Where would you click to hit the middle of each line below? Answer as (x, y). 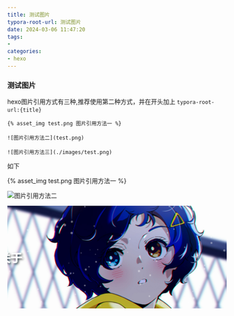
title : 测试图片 (29, 15)
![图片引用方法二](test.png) (46, 138)
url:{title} (24, 110)
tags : (15, 37)
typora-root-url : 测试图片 (44, 22)
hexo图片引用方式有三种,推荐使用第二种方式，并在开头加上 (91, 102)
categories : (24, 52)
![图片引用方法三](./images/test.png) (60, 152)
